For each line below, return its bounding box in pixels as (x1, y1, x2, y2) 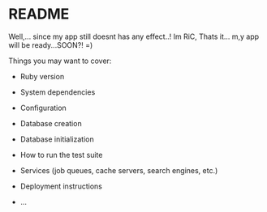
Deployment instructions (19, 181, 103, 191)
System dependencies (19, 87, 96, 97)
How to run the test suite (19, 150, 103, 159)
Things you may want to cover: (8, 56, 112, 66)
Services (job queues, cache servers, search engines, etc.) (19, 165, 218, 175)
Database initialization (19, 134, 95, 144)
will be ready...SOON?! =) (8, 40, 93, 49)
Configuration (19, 103, 67, 112)
